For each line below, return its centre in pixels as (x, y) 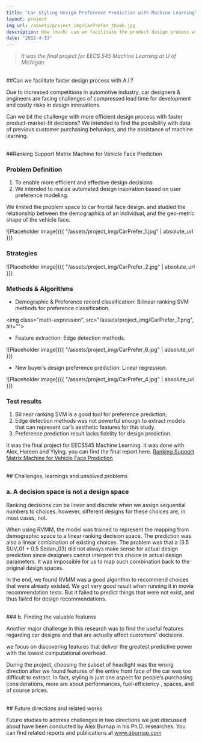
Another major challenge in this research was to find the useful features (95, 628)
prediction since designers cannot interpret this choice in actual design (94, 555)
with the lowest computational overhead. (57, 653)
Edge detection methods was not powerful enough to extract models (100, 421)
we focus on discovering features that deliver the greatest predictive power (99, 646)
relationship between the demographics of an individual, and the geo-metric (101, 213)
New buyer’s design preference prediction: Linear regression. (91, 368)
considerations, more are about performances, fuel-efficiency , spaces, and (100, 684)
